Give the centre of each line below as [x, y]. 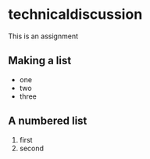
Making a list [40, 61]
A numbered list [48, 121]
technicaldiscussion [75, 14]
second [32, 148]
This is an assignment [43, 36]
